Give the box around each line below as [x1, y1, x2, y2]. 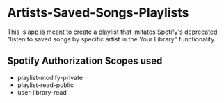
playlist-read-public [17, 81, 74, 89]
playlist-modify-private [17, 73, 83, 82]
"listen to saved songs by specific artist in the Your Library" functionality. [7, 35, 216, 43]
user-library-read [17, 88, 67, 96]
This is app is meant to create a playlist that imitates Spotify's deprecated [7, 28, 218, 36]
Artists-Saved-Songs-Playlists [7, 5, 189, 21]
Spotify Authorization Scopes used [7, 55, 163, 67]
